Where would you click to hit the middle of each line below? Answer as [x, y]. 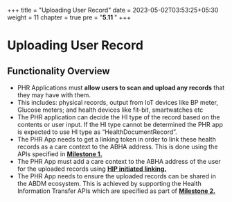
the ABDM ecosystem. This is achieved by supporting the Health [109, 184]
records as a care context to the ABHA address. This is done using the [117, 146]
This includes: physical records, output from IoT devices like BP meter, [117, 102]
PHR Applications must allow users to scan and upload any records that [121, 87]
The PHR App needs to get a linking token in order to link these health [116, 139]
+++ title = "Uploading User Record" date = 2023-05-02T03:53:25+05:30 [113, 10]
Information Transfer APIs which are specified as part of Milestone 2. [116, 191]
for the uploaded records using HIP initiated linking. [92, 169]
